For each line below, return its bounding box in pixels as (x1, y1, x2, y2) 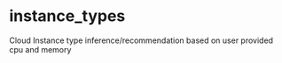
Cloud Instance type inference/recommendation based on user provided (9, 35, 273, 45)
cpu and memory (9, 44, 72, 54)
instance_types (9, 6, 126, 26)
